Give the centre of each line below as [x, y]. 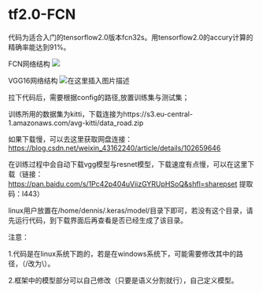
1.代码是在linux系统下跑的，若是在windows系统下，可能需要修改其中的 [122, 253]
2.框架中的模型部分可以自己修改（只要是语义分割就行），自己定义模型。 [123, 280]
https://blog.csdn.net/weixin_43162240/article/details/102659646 [114, 148]
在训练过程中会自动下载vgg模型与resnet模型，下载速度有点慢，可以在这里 [128, 164]
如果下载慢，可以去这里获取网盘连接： [70, 139]
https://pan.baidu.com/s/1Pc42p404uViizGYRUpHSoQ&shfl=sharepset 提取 [131, 183]
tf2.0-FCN [42, 15]
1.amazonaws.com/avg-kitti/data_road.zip [76, 123]
